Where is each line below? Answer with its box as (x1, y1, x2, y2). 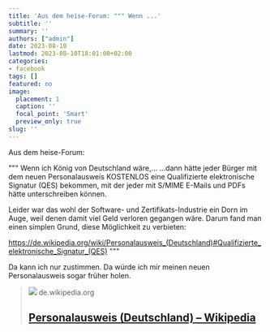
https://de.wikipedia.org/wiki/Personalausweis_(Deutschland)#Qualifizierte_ (8, 237, 262, 248)
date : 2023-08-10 (8, 42, 67, 50)
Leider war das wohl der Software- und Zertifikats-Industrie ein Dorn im (8, 205, 248, 214)
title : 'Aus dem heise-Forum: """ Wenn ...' (8, 11, 161, 20)
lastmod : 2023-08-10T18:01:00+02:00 (8, 50, 132, 58)
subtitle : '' (8, 19, 53, 28)
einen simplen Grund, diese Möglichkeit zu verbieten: (8, 222, 186, 231)
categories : (8, 58, 49, 66)
